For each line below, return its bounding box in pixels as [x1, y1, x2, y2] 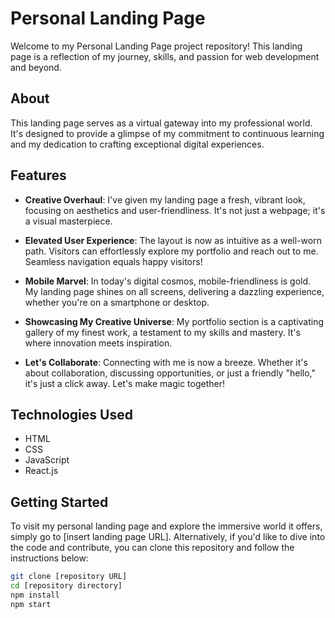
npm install [10, 590, 60, 600]
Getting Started [10, 493, 109, 511]
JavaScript [24, 454, 70, 466]
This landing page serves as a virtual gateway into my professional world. [10, 117, 313, 129]
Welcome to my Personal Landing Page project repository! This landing [10, 40, 303, 52]
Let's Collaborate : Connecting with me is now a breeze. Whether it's [24, 356, 308, 368]
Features [10, 167, 67, 184]
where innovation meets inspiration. [24, 337, 173, 349]
